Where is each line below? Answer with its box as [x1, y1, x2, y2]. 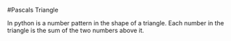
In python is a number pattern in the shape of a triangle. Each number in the [7, 19, 225, 27]
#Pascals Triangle [7, 6, 59, 14]
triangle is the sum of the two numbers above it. [7, 27, 145, 34]
